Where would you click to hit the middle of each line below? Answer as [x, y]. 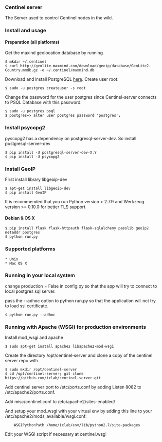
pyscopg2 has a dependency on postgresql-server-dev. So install [71, 138]
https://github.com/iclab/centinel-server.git [53, 378]
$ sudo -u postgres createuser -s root [45, 88]
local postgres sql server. [30, 291]
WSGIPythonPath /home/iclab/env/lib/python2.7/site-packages [77, 425]
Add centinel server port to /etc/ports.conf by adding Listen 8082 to [73, 387]
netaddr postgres [23, 232]
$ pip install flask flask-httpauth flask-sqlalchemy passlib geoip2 [77, 228]
